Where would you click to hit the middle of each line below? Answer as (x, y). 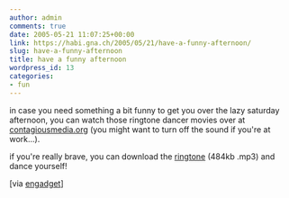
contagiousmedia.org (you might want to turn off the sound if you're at (140, 129)
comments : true (38, 26)
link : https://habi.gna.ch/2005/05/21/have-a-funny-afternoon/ (131, 43)
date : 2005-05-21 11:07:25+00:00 (72, 34)
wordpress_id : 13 (42, 68)
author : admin (36, 18)
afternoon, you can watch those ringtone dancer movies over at (127, 120)
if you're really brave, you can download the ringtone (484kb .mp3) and (142, 156)
